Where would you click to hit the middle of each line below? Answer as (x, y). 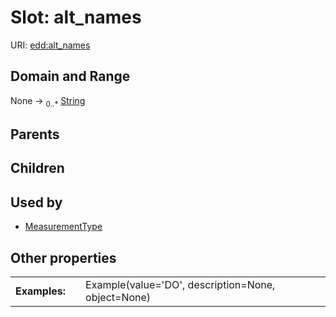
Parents (35, 134)
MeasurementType (63, 227)
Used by (36, 202)
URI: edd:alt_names (50, 45)
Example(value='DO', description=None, (180, 284)
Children (37, 168)
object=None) (118, 297)
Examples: (41, 291)
